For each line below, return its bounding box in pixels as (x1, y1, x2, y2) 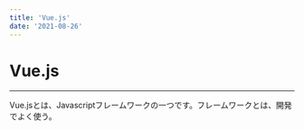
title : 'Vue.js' (9, 13, 71, 23)
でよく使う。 (9, 111, 57, 122)
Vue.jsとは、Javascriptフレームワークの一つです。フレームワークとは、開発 (9, 100, 292, 111)
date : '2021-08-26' (9, 22, 83, 31)
